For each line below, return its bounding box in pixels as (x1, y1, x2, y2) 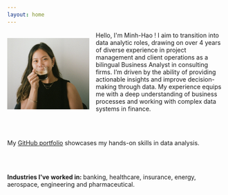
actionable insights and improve (95, 75, 187, 83)
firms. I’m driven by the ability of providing (95, 68, 216, 76)
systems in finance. (95, 104, 151, 113)
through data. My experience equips (117, 82, 222, 91)
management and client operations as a (95, 53, 209, 62)
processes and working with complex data (95, 97, 216, 105)
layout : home (7, 11, 45, 18)
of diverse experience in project (95, 46, 187, 54)
